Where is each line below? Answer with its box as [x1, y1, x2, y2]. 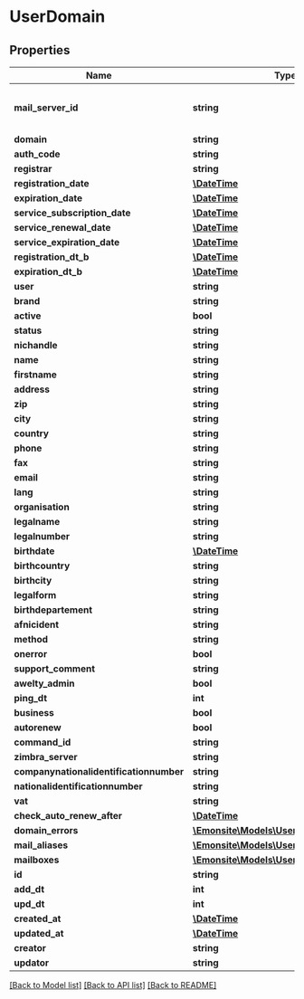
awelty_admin [14, 677, 75, 690]
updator [14, 956, 50, 969]
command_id [14, 736, 71, 748]
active [14, 309, 42, 322]
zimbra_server [14, 751, 78, 763]
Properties [9, 43, 71, 58]
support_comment [14, 662, 95, 675]
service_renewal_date [14, 222, 111, 233]
